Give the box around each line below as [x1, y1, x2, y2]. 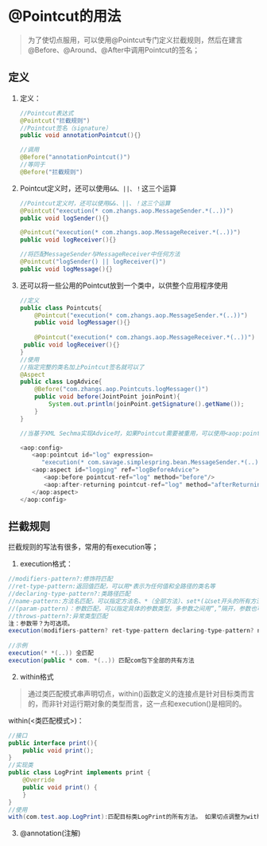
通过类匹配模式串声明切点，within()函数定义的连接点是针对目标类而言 [27, 688, 255, 698]
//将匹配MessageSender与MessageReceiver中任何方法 [19, 250, 180, 259]
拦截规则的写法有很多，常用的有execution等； [8, 542, 159, 552]
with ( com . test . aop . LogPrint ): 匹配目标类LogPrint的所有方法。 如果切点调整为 [8, 813, 247, 821]
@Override [22, 776, 56, 785]
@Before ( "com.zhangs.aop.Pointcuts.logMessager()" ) [34, 386, 209, 394]
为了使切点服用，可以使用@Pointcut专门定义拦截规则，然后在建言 [27, 35, 243, 45]
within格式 [19, 672, 54, 681]
